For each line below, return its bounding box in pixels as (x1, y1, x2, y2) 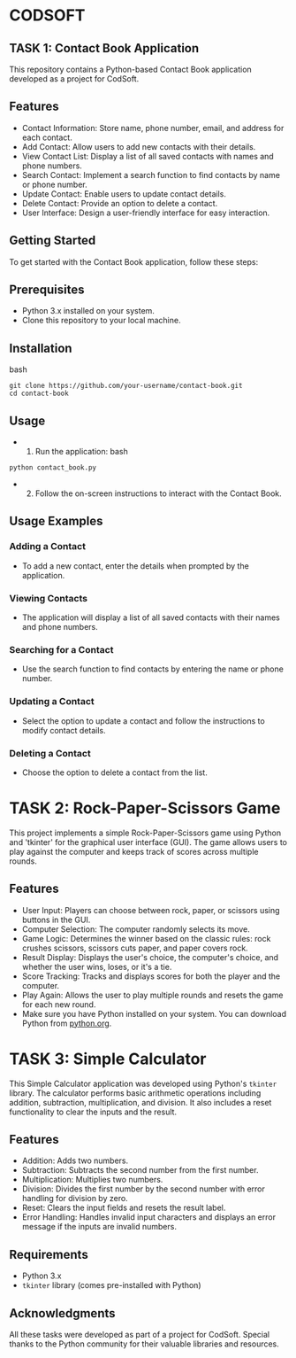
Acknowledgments (9, 1306, 117, 1321)
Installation (9, 340, 72, 355)
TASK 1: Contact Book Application (9, 41, 200, 56)
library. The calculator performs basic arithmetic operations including (9, 1087, 262, 1098)
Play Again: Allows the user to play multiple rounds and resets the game (21, 989, 284, 1000)
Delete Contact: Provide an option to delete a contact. (21, 198, 218, 208)
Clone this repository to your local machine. (21, 315, 181, 326)
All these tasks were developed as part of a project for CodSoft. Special (9, 1330, 270, 1340)
